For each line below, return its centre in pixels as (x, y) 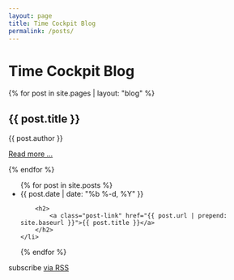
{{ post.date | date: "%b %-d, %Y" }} (82, 194)
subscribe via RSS (39, 268)
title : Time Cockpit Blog (52, 23)
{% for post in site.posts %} (66, 185)
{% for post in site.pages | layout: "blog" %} (82, 93)
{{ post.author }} (36, 138)
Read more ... (31, 154)
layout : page (30, 16)
